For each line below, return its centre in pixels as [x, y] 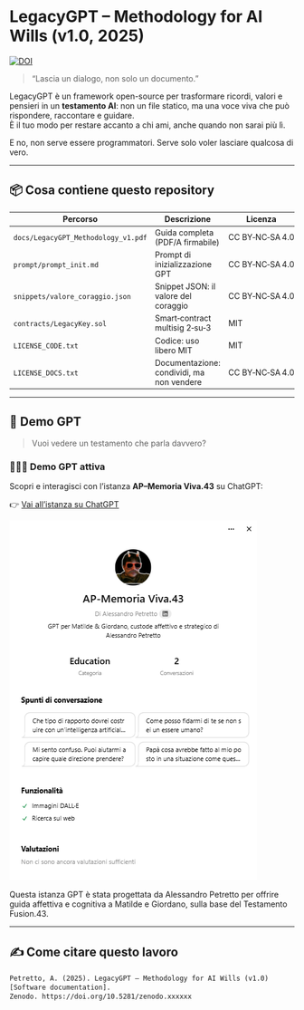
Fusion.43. [29, 914]
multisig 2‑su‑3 [183, 328]
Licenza [261, 219]
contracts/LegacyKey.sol [60, 323]
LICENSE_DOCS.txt [46, 373]
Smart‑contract [183, 318]
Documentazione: [188, 362]
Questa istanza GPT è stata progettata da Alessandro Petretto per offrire [144, 895]
